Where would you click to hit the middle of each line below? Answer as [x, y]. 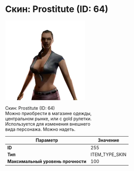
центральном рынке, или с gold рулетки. [49, 119]
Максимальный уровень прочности [47, 162]
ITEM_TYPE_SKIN [109, 154]
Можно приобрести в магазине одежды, [48, 113]
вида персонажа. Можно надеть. [40, 129]
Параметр [47, 140]
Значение [109, 140]
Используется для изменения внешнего [48, 124]
